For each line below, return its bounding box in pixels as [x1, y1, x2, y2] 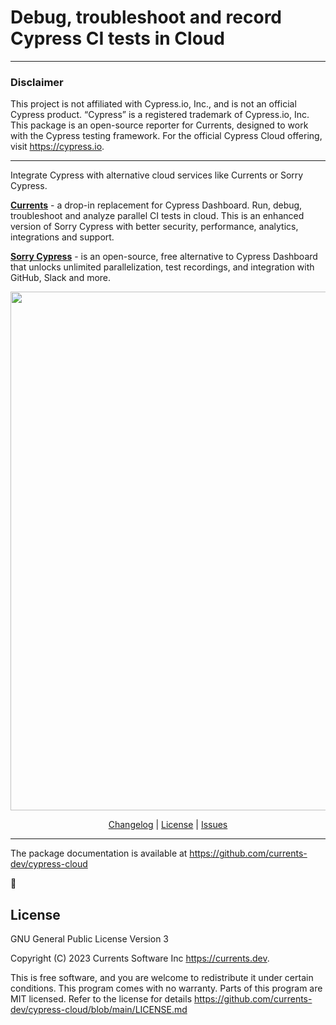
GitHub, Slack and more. [10, 272, 112, 284]
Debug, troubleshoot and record [10, 6, 283, 29]
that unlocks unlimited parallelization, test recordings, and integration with [10, 261, 315, 273]
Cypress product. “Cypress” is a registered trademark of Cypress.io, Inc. [10, 109, 310, 121]
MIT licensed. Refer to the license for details [10, 993, 193, 1005]
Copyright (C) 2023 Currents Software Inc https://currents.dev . [10, 952, 270, 965]
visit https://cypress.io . [10, 141, 105, 153]
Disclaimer [10, 75, 64, 89]
